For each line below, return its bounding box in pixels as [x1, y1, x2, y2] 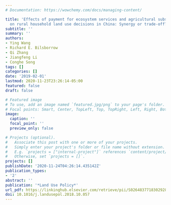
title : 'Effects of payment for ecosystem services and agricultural [5, 16, 156, 22]
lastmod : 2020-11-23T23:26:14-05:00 [5, 79, 83, 84]
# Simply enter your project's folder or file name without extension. [5, 144, 165, 150]
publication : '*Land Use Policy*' [5, 183, 79, 188]
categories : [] [5, 69, 38, 74]
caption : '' [10, 116, 36, 122]
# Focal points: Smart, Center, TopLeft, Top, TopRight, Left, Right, [5, 107, 158, 112]
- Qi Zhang [5, 50, 28, 55]
